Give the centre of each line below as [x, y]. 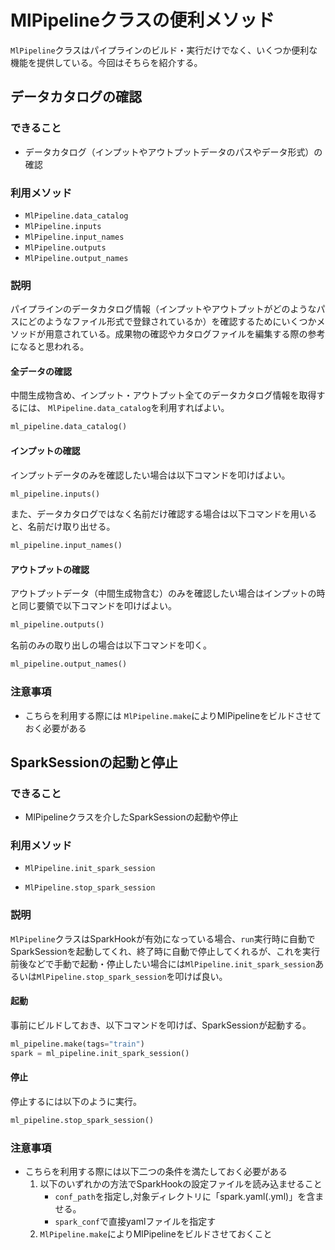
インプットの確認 [45, 450]
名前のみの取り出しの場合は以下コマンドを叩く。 [111, 645]
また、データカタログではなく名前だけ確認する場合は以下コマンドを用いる [163, 514]
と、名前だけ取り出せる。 [63, 527]
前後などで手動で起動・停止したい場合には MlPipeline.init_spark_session [163, 963]
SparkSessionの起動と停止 [94, 762]
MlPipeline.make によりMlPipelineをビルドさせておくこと [156, 1234]
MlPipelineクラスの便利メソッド [142, 20]
